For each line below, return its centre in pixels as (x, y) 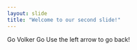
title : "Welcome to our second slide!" (64, 20)
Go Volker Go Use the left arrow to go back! (68, 39)
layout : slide (27, 13)
